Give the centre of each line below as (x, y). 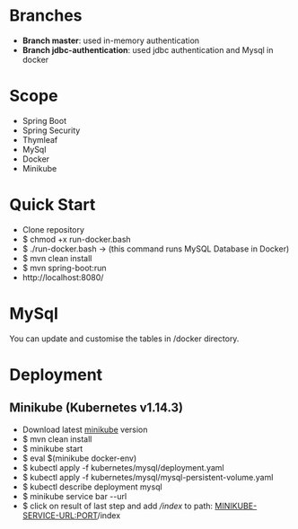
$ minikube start (53, 448)
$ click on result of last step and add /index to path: (118, 506)
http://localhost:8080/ (63, 277)
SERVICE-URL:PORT (60, 515)
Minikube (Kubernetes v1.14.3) (96, 408)
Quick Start (53, 205)
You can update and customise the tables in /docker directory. (124, 339)
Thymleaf (40, 139)
